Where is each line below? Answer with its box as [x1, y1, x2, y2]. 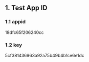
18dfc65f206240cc [5, 29, 44, 35]
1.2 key [5, 41, 22, 48]
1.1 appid [5, 18, 26, 25]
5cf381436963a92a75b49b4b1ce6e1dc [5, 52, 85, 58]
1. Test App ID [5, 4, 47, 12]
